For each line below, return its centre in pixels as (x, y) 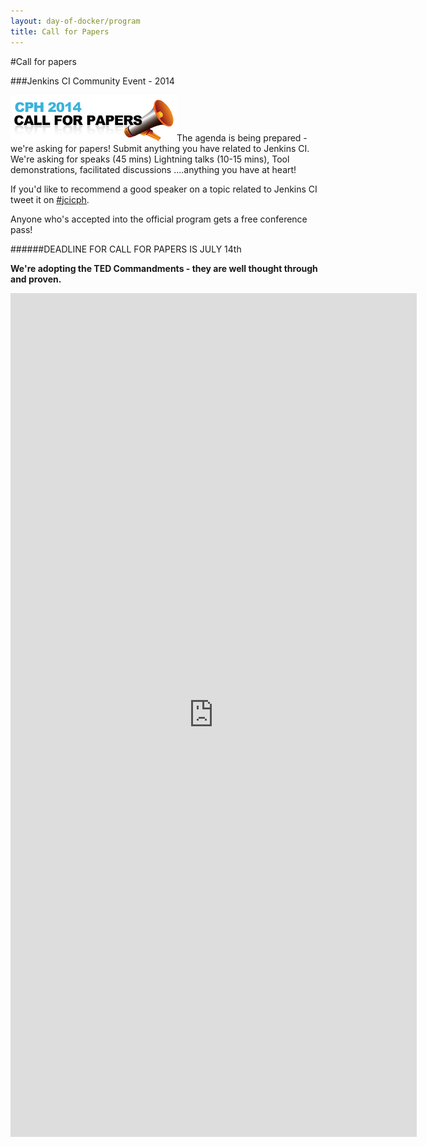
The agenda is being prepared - (242, 137)
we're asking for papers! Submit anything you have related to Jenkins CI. (160, 148)
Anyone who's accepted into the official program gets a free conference (159, 219)
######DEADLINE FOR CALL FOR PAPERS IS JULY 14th (126, 249)
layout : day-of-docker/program (75, 21)
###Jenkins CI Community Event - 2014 (92, 81)
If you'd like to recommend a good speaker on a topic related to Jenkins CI (164, 189)
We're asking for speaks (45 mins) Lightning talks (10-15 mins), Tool (150, 159)
